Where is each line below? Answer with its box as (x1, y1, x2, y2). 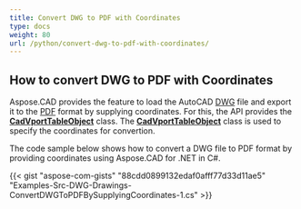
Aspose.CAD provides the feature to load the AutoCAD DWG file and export (9, 96, 292, 107)
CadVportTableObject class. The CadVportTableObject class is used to (9, 115, 282, 127)
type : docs (9, 22, 51, 31)
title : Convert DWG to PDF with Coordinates (9, 13, 181, 23)
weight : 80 (9, 30, 51, 39)
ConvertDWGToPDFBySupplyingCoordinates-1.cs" (9, 190, 198, 201)
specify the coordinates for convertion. (9, 125, 156, 136)
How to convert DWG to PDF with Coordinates (9, 72, 274, 87)
